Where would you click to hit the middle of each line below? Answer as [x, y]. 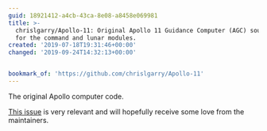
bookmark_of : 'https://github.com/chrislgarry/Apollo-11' [106, 74]
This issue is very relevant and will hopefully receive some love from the [126, 111]
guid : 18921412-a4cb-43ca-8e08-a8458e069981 [83, 15]
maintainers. [29, 120]
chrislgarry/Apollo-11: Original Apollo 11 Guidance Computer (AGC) [131, 30]
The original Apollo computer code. [66, 96]
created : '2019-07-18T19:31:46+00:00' [72, 45]
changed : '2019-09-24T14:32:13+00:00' [72, 52]
